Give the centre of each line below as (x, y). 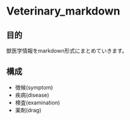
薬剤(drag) (28, 110)
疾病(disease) (32, 95)
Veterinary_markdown (63, 11)
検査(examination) (37, 102)
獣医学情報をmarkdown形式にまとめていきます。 (67, 51)
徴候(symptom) (34, 87)
